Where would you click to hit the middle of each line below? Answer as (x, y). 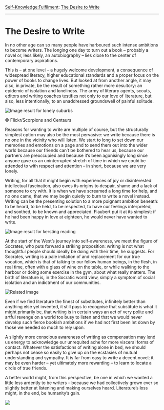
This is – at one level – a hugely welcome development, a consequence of (79, 70)
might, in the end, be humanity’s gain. (43, 393)
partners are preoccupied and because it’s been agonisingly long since (76, 155)
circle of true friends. (26, 368)
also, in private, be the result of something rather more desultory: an (74, 86)
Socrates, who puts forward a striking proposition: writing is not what (74, 246)
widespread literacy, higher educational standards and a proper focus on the (82, 75)
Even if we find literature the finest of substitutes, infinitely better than (75, 301)
